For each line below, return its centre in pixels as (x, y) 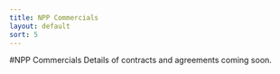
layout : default (40, 26)
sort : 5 (24, 34)
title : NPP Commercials (54, 18)
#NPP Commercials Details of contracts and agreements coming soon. (141, 60)
